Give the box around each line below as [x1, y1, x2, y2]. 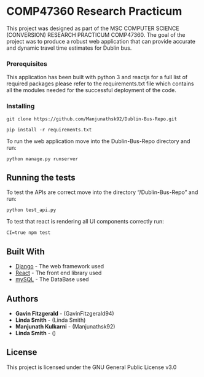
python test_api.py [6, 207, 57, 213]
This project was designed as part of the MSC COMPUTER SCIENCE [6, 25, 179, 32]
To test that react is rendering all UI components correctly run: [6, 218, 164, 225]
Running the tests [6, 172, 76, 182]
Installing [6, 102, 35, 111]
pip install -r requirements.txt [6, 126, 92, 133]
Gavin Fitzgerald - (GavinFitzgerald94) [15, 309, 115, 317]
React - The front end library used [15, 269, 102, 277]
